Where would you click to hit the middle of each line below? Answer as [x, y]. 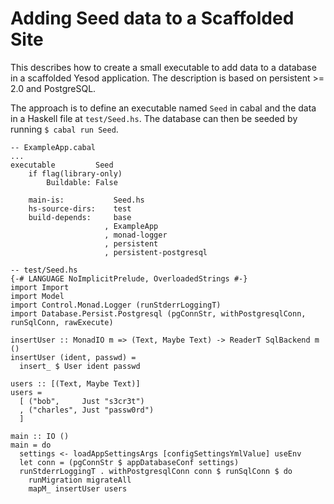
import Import [40, 287]
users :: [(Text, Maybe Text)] [75, 383]
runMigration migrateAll [80, 480]
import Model [37, 296]
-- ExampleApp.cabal [53, 147]
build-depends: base [80, 217]
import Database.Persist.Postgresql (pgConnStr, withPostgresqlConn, [158, 313]
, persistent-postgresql [156, 252]
